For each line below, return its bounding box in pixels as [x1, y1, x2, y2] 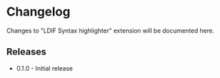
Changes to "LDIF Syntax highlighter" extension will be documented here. [6, 26, 215, 35]
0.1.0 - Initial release [16, 64, 73, 72]
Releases [6, 46, 47, 58]
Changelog [6, 4, 71, 20]
